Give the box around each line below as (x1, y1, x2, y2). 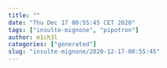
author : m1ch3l (8, 33, 58, 41)
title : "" (8, 11, 41, 20)
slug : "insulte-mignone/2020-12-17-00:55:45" (8, 48, 160, 55)
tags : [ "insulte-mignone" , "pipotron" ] (8, 26, 139, 34)
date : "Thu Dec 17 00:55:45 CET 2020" (8, 19, 135, 27)
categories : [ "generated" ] (8, 41, 97, 48)
